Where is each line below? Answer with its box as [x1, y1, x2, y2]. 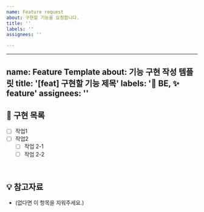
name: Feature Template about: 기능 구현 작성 [6, 66, 177, 77]
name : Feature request [6, 9, 64, 15]
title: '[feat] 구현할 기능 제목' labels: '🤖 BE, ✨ [15, 78, 180, 88]
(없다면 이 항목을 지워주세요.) [15, 199, 84, 207]
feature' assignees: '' [6, 88, 89, 98]
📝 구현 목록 [6, 110, 46, 121]
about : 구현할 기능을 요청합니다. [6, 15, 80, 21]
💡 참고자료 [6, 182, 44, 192]
